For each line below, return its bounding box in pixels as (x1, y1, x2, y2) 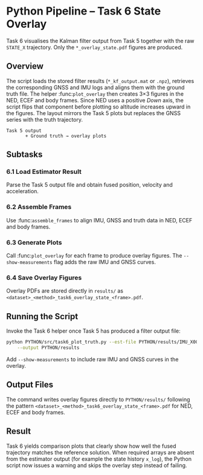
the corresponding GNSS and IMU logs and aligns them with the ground (6, 84, 185, 91)
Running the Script (6, 311, 79, 322)
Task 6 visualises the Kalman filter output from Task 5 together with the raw (6, 37, 195, 44)
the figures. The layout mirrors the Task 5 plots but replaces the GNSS (6, 109, 181, 116)
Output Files (6, 380, 53, 390)
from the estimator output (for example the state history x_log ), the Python (6, 455, 192, 462)
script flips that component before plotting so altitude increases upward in (6, 103, 191, 110)
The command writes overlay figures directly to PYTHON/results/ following (6, 396, 190, 403)
